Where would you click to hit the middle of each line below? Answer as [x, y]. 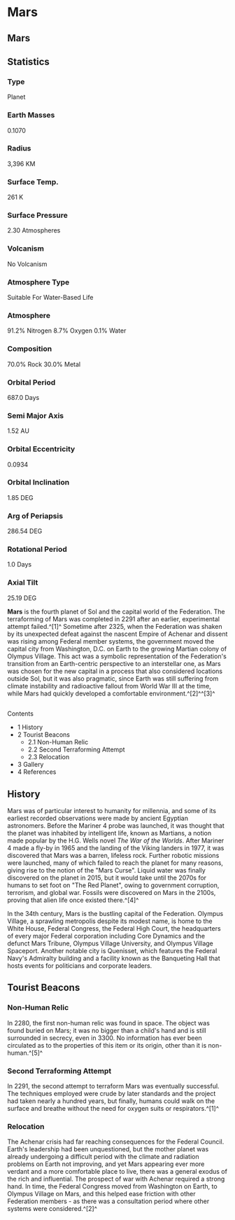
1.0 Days [20, 564]
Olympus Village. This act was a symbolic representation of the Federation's [117, 656]
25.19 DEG [22, 598]
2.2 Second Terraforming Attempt [76, 749]
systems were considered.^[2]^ [52, 1209]
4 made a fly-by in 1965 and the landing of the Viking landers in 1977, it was [116, 847]
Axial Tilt [23, 583]
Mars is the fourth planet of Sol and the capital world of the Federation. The [116, 611]
